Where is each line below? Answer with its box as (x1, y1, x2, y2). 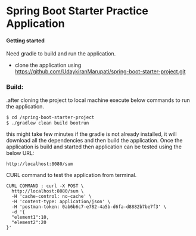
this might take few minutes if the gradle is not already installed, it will (6, 131, 177, 138)
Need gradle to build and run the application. (6, 50, 116, 57)
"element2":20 (11, 219, 46, 226)
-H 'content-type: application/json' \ (11, 198, 111, 205)
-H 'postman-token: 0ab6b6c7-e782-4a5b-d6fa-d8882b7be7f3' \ (11, 204, 167, 210)
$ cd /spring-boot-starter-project (6, 114, 95, 120)
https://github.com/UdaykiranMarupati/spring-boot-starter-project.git (14, 68, 186, 75)
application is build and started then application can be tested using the (6, 143, 182, 150)
